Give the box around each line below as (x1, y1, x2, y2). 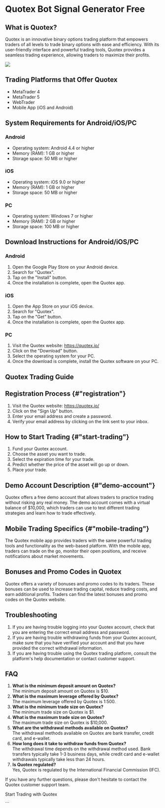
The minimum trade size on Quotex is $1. (12, 709, 95, 715)
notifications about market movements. (5, 553, 85, 559)
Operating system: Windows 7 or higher (12, 213, 94, 219)
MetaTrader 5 (12, 94, 40, 100)
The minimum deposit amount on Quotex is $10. (12, 688, 109, 694)
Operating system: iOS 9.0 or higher (12, 179, 85, 185)
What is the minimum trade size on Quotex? (12, 704, 103, 710)
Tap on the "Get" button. (12, 314, 63, 320)
